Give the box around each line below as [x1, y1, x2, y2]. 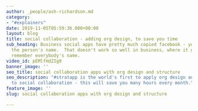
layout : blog [6, 31, 38, 37]
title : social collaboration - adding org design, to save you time [6, 36, 178, 42]
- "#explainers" [6, 19, 46, 25]
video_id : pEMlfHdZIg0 [6, 58, 62, 64]
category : [6, 14, 31, 20]
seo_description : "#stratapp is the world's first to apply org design [6, 74, 186, 80]
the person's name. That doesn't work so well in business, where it [11, 47, 189, 53]
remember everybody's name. [11, 53, 81, 58]
